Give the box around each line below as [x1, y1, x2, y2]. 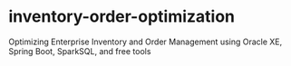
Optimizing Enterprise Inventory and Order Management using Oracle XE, [8, 36, 283, 47]
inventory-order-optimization [8, 6, 236, 27]
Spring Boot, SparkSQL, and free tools [8, 45, 151, 56]
